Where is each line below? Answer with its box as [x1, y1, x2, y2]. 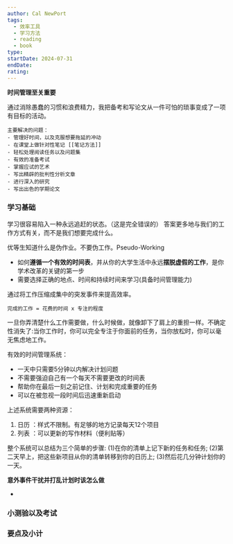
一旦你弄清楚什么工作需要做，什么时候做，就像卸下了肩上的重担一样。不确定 [7, 318, 226, 326]
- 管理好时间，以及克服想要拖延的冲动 [7, 134, 102, 141]
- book [13, 42, 33, 49]
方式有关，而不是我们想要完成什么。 [12, 228, 116, 236]
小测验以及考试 [7, 508, 58, 518]
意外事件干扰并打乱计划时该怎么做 [7, 475, 105, 484]
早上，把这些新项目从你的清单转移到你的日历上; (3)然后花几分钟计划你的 [19, 452, 226, 461]
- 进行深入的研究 [7, 178, 50, 185]
